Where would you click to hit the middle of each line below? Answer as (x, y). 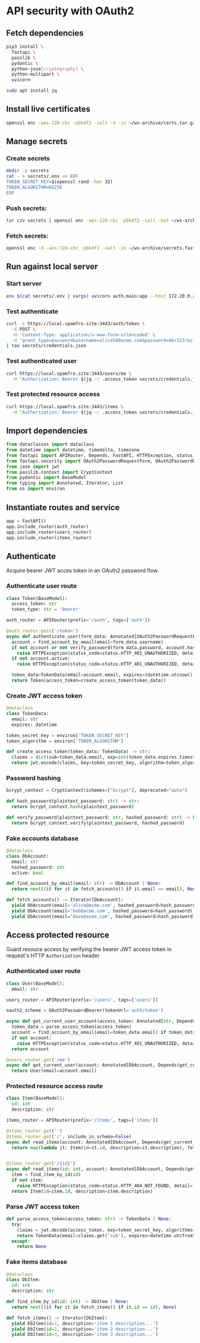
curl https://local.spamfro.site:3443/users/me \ (69, 374)
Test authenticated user (42, 361)
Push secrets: (27, 208)
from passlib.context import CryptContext (60, 472)
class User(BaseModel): (36, 983)
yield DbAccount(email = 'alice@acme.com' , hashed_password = (86, 906)
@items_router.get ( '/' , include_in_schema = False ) (69, 1136)
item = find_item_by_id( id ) (46, 1175)
